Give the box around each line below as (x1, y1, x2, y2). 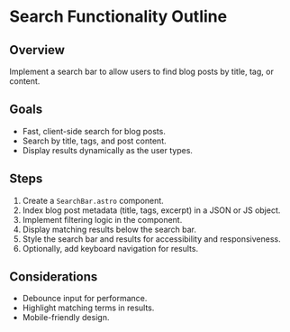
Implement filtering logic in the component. (22, 214, 183, 225)
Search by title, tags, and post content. (22, 135, 167, 146)
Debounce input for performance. (22, 293, 148, 304)
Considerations (9, 269, 98, 285)
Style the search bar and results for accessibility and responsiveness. (22, 233, 281, 244)
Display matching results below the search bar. (22, 224, 196, 235)
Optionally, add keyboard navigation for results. (22, 243, 199, 254)
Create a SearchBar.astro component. (22, 195, 164, 206)
